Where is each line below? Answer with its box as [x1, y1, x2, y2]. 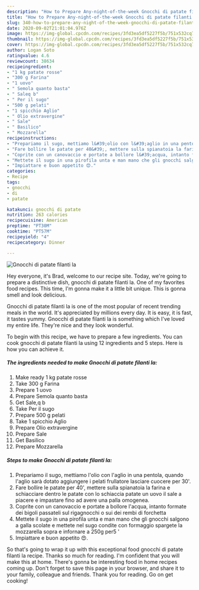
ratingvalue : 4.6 [6, 53, 50, 59]
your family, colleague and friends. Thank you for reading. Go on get [6, 571, 174, 578]
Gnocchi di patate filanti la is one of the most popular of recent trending [6, 302, 181, 309]
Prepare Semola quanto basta [15, 393, 88, 400]
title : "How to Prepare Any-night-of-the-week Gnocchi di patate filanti [6, 14, 193, 20]
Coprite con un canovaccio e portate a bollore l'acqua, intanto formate [15, 503, 187, 510]
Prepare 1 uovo [15, 386, 52, 394]
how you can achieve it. [6, 346, 64, 353]
